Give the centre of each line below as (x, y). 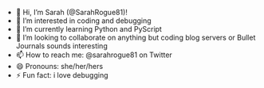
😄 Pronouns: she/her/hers (59, 66)
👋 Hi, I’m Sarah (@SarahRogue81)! (71, 12)
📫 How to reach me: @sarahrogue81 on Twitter (94, 55)
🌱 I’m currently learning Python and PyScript (89, 29)
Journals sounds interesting (61, 46)
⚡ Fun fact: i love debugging (62, 75)
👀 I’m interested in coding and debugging (83, 21)
